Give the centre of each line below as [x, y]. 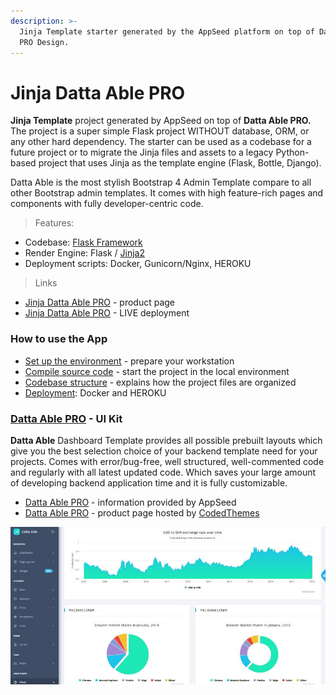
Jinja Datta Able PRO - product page [100, 302]
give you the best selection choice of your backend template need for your [164, 451]
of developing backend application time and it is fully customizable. [149, 482]
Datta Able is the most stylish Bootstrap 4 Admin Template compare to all [161, 182]
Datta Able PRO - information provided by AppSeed [130, 502]
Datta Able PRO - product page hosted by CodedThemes [142, 512]
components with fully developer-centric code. [107, 204]
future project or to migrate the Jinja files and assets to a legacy [142, 152]
